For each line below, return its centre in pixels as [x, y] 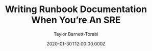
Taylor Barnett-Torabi [76, 34]
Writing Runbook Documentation [76, 9]
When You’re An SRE [76, 20]
